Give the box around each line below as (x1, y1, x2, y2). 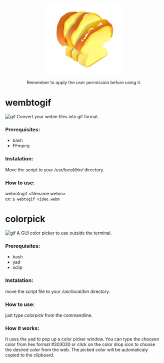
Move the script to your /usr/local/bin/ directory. (5, 167, 104, 173)
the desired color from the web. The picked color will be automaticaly (5, 347, 148, 353)
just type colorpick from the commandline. (5, 312, 92, 318)
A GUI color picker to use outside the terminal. (16, 230, 112, 236)
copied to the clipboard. (5, 352, 54, 358)
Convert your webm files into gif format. (16, 114, 99, 120)
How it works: (5, 324, 39, 331)
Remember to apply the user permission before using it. (26, 80, 141, 86)
